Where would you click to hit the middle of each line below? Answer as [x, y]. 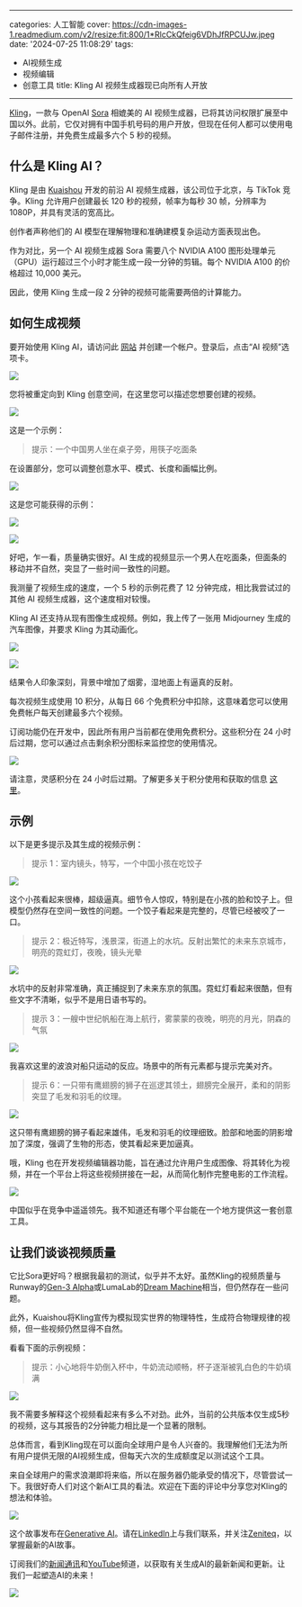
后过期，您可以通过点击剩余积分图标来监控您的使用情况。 [115, 743]
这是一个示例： [37, 429]
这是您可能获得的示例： [53, 504]
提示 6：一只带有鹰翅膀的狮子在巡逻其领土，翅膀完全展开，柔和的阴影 [161, 1085]
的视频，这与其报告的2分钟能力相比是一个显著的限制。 [110, 1426]
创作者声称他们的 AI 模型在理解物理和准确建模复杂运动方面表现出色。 [138, 231]
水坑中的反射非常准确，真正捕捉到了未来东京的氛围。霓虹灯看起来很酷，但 [147, 989]
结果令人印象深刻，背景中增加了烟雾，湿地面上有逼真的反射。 [124, 682]
